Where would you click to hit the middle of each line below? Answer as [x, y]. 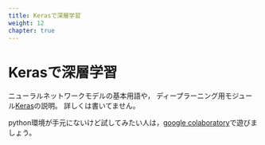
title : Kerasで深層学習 [45, 16]
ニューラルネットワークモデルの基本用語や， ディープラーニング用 [117, 96]
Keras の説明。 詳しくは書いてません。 [78, 106]
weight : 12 [26, 23]
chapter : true [32, 30]
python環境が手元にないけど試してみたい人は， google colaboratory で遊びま [133, 123]
